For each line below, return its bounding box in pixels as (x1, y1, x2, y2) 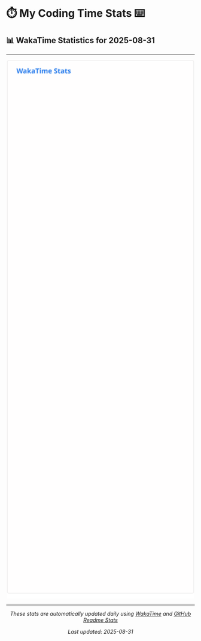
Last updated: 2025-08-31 (68, 628, 133, 636)
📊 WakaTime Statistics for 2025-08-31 (6, 35, 156, 46)
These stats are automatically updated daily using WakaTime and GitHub (10, 610, 191, 618)
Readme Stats (83, 616, 118, 624)
